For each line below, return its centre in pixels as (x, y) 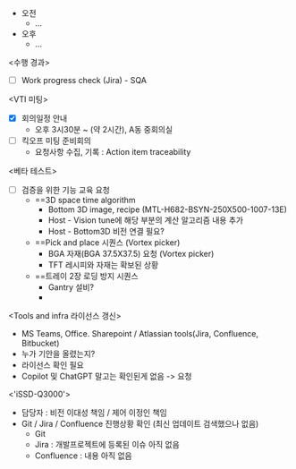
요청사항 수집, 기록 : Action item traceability (113, 152)
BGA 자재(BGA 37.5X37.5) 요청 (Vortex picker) (131, 254)
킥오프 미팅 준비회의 (56, 141)
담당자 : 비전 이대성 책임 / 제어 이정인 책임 (94, 413)
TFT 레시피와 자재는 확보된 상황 (103, 265)
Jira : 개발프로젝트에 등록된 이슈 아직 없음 (107, 445)
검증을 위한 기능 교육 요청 (66, 190)
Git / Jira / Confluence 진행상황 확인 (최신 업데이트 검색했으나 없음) (140, 424)
